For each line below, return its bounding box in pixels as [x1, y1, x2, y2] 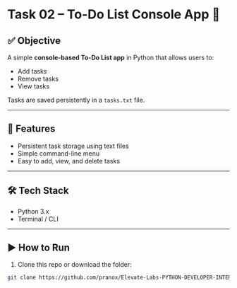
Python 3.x [17, 207, 49, 215]
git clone [7, 274, 37, 282]
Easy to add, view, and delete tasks [17, 156, 121, 165]
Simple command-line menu [17, 149, 100, 158]
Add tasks [17, 67, 47, 75]
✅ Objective [7, 35, 61, 47]
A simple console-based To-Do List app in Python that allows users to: [7, 53, 214, 62]
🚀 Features [7, 123, 56, 135]
